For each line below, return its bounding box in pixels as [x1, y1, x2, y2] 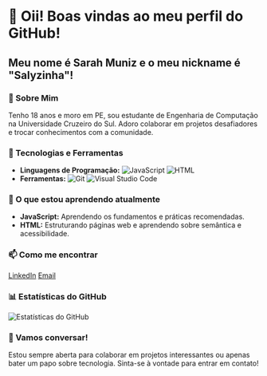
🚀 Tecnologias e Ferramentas [8, 147, 124, 158]
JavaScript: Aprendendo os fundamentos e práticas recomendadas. [19, 212, 245, 222]
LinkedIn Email [8, 271, 56, 280]
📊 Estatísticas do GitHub [8, 291, 107, 302]
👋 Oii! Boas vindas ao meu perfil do [8, 7, 244, 26]
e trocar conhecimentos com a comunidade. [8, 127, 154, 137]
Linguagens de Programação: [19, 165, 120, 175]
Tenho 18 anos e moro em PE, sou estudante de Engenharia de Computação [8, 110, 259, 120]
